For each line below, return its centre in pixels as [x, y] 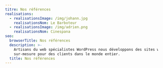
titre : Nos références [28, 9]
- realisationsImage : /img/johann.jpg [49, 18]
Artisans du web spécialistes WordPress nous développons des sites [84, 49]
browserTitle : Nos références [40, 41]
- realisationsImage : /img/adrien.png [49, 27]
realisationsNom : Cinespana [42, 32]
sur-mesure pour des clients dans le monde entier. [67, 54]
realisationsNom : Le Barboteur [45, 23]
